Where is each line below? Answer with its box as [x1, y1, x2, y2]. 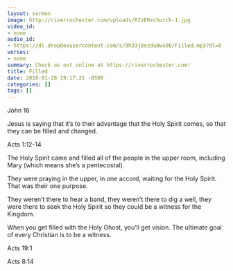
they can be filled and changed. [7, 127, 98, 135]
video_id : [7, 23, 36, 30]
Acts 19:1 [7, 244, 33, 252]
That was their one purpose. [7, 182, 88, 190]
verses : [7, 49, 30, 56]
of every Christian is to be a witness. [7, 231, 112, 239]
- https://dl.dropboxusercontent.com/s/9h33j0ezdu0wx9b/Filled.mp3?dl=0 [7, 42, 222, 49]
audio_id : [7, 36, 36, 43]
